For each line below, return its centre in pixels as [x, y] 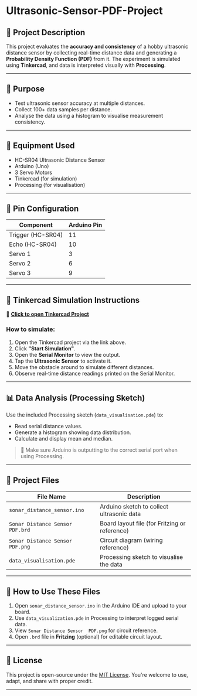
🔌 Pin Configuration [43, 209]
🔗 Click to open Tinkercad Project [47, 314]
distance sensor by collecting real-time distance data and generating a [91, 53]
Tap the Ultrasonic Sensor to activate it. [63, 361]
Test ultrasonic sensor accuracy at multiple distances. [80, 103]
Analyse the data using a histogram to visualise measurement [89, 115]
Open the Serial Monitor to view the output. [67, 354]
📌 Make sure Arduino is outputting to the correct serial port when [99, 450]
